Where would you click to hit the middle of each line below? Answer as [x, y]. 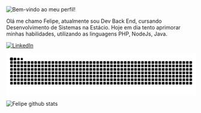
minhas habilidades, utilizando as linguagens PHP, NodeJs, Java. [87, 34]
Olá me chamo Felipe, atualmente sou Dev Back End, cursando [84, 21]
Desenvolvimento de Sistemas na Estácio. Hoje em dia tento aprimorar [94, 27]
